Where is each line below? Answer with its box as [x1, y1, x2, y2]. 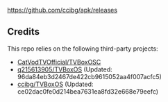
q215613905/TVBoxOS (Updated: [17, 65, 112, 74]
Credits [7, 26, 40, 37]
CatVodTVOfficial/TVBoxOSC [17, 58, 101, 66]
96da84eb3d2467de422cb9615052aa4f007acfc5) [17, 72, 162, 80]
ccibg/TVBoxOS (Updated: [17, 80, 94, 88]
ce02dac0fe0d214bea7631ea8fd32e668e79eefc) [17, 87, 158, 96]
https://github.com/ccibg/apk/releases [7, 6, 118, 14]
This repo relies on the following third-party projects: [7, 44, 158, 53]
